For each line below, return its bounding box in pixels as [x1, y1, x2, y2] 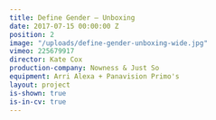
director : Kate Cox [9, 55, 83, 64]
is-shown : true [9, 88, 67, 97]
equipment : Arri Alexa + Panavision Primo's [9, 72, 180, 81]
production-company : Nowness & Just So [9, 64, 160, 73]
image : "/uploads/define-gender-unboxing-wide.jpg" [9, 38, 208, 48]
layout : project [9, 80, 70, 89]
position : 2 [9, 30, 54, 39]
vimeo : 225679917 [9, 47, 75, 56]
